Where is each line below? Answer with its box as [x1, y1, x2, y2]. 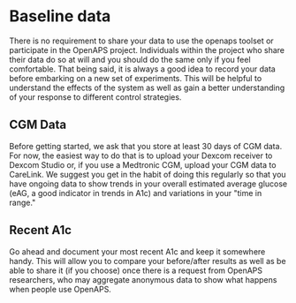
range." [9, 197, 36, 208]
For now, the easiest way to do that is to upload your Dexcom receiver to [9, 150, 273, 161]
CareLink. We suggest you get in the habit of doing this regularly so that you [9, 169, 286, 179]
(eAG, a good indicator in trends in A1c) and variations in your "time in [9, 187, 262, 198]
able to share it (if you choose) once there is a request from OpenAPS [9, 265, 263, 276]
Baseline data [9, 6, 111, 27]
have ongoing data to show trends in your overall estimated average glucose [9, 178, 288, 189]
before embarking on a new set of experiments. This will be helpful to [9, 72, 262, 83]
